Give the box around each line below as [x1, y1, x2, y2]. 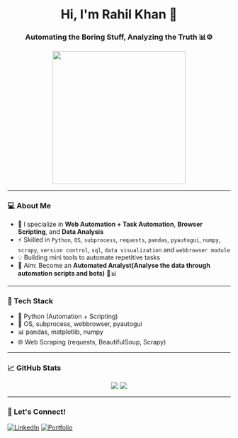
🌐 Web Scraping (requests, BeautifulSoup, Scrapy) [17, 338, 166, 347]
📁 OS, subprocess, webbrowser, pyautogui [17, 320, 143, 328]
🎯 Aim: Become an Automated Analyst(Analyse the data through [17, 261, 210, 269]
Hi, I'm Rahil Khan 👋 [60, 6, 178, 23]
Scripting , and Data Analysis [17, 227, 104, 236]
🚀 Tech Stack [7, 296, 54, 305]
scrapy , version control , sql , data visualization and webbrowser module [17, 245, 230, 254]
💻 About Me [7, 201, 52, 211]
